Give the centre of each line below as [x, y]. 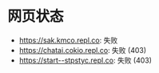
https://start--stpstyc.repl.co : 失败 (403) [85, 60]
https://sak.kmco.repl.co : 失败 [68, 40]
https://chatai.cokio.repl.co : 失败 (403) [83, 50]
